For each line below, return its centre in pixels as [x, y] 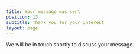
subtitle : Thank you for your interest [55, 22]
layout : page [22, 28]
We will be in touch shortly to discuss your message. [70, 45]
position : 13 [22, 17]
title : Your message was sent [43, 11]
